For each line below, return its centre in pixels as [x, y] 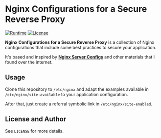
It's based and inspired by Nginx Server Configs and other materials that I [80, 57]
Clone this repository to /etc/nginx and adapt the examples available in [77, 89]
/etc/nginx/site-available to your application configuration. [67, 94]
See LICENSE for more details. [34, 131]
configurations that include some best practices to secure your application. [81, 47]
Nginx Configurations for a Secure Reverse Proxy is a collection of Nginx [80, 42]
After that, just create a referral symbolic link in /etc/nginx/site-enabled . [79, 104]
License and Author [36, 119]
